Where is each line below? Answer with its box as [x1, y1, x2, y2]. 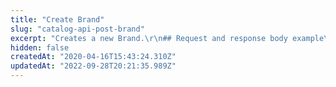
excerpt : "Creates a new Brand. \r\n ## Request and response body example [10, 33, 325, 43]
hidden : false [10, 42, 70, 53]
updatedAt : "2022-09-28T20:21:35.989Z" [10, 61, 177, 71]
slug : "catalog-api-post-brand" [10, 24, 145, 34]
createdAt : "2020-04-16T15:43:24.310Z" [10, 52, 177, 62]
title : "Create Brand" [10, 14, 105, 25]
